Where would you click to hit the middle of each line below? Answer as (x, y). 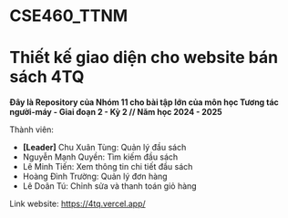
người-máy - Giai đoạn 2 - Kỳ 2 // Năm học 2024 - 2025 (116, 112)
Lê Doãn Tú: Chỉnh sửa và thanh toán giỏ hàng (110, 186)
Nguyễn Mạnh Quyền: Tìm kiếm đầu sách (100, 157)
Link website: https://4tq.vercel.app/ (77, 204)
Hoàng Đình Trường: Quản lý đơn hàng (95, 176)
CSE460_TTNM (69, 16)
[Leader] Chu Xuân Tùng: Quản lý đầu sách (104, 148)
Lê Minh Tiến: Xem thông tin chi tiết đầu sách (108, 167)
